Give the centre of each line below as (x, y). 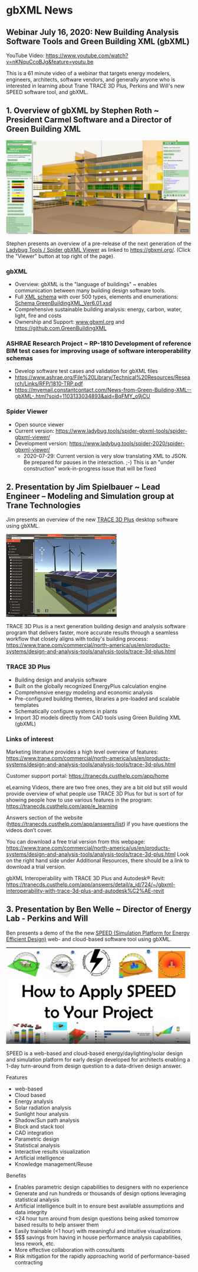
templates (27, 705)
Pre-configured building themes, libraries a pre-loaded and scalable (97, 699)
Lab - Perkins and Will (47, 919)
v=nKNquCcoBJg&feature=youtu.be (50, 62)
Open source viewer (39, 424)
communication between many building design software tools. (90, 291)
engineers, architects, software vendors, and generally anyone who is (91, 79)
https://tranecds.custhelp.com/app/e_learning (62, 806)
